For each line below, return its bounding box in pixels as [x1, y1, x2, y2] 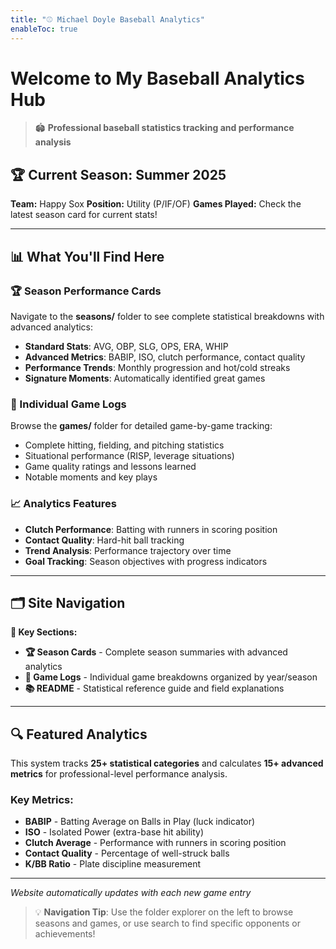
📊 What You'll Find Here [10, 248, 165, 265]
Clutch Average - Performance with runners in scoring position [24, 837, 287, 849]
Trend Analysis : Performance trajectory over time [24, 544, 232, 556]
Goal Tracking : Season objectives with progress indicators [24, 555, 268, 567]
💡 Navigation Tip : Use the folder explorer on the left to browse [34, 906, 294, 918]
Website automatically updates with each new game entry [10, 887, 252, 899]
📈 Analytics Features [10, 497, 117, 511]
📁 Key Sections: [10, 626, 78, 638]
